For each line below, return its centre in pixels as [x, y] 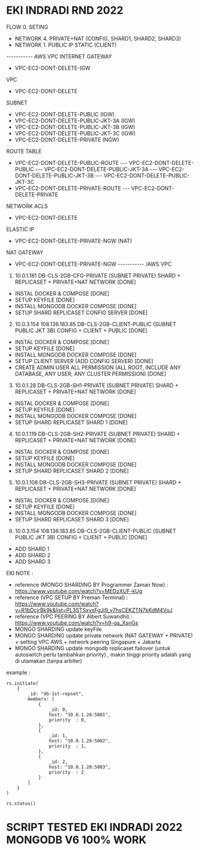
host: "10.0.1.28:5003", [80, 767]
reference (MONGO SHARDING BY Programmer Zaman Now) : [91, 584]
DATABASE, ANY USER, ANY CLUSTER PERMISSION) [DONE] [90, 373]
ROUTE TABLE [24, 151]
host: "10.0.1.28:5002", [80, 741]
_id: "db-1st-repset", [56, 693]
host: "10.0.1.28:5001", [80, 714]
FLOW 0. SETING [27, 27]
